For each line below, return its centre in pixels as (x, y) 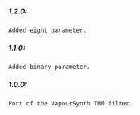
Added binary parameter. (49, 67)
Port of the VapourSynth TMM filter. (71, 103)
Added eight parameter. (48, 30)
